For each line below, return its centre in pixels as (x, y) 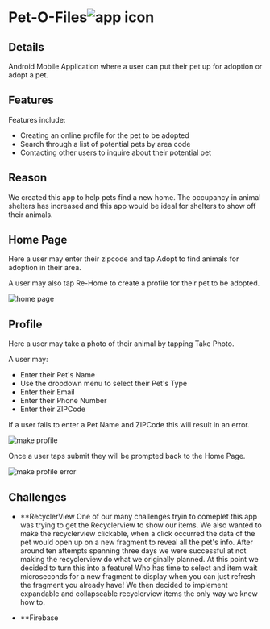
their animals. (31, 215)
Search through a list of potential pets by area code (105, 144)
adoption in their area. (45, 268)
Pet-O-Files (48, 17)
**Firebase (39, 618)
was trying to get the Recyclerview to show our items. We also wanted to (141, 525)
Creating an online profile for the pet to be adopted (104, 135)
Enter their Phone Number (63, 401)
